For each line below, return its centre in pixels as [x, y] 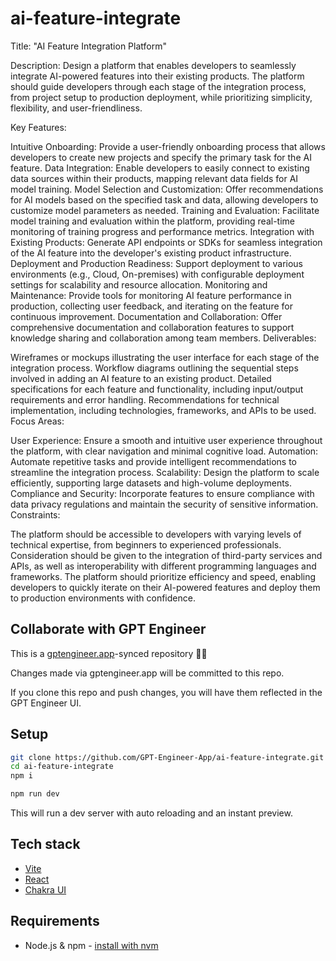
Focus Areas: [37, 421]
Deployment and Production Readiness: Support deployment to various [156, 263]
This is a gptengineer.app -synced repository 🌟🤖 [109, 653]
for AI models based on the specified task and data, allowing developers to [164, 199]
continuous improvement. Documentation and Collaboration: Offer [146, 316]
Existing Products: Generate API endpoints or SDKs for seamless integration [166, 242]
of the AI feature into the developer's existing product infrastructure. [151, 253]
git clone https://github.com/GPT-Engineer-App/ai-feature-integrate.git [167, 757]
